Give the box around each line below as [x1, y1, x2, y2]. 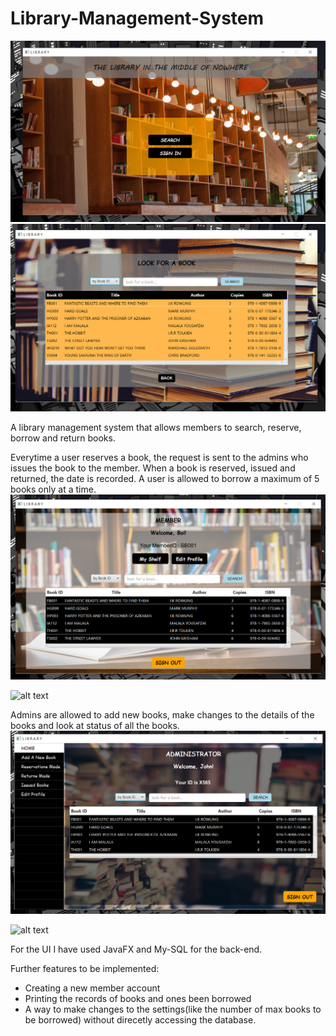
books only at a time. [10, 483, 97, 496]
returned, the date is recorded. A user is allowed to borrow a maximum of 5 [10, 473, 320, 485]
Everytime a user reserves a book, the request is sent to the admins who [10, 452, 309, 464]
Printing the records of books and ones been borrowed [24, 992, 252, 1004]
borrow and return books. [10, 432, 116, 444]
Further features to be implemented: [10, 962, 160, 974]
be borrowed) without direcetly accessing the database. [24, 1013, 257, 1026]
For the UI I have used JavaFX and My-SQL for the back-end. [10, 943, 263, 955]
